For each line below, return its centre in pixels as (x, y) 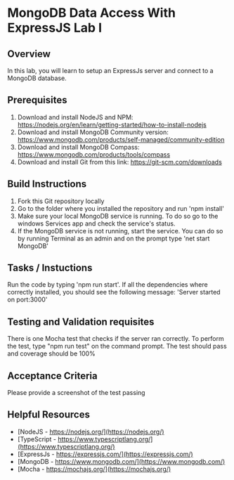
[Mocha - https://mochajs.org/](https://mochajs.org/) (94, 469)
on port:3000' (27, 299)
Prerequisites (37, 100)
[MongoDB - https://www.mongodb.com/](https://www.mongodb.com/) (121, 461)
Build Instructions (47, 184)
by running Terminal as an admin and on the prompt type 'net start (113, 238)
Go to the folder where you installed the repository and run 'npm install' (121, 208)
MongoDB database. (37, 78)
